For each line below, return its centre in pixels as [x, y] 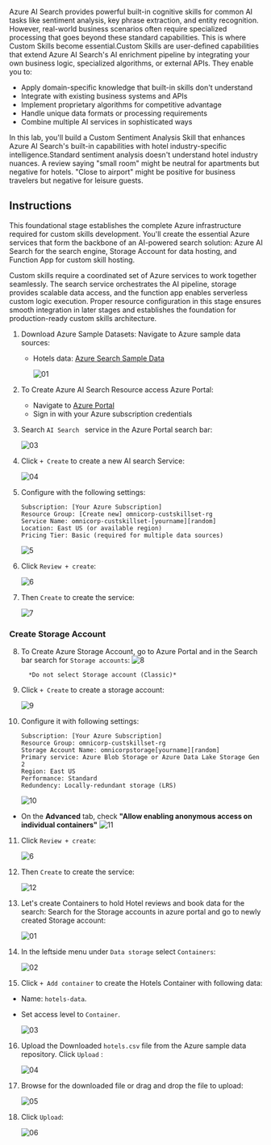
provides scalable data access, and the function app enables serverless [129, 292]
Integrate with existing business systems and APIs [104, 96]
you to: [21, 72]
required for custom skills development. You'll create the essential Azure [129, 234]
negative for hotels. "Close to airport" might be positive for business [123, 172]
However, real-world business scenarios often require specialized [118, 29]
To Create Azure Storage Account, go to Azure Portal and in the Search [139, 652]
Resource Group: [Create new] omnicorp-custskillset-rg [117, 514]
